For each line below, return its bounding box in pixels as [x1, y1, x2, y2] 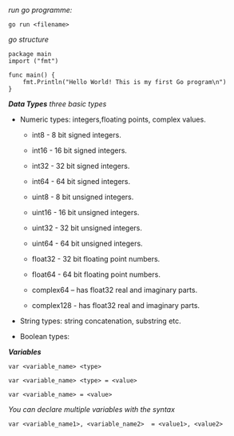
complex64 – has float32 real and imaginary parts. [31, 286, 198, 294]
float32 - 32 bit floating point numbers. [31, 254, 161, 263]
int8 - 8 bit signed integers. [31, 130, 121, 139]
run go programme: [8, 6, 73, 14]
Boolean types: [19, 332, 70, 341]
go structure [8, 34, 50, 44]
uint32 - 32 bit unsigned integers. [31, 223, 142, 233]
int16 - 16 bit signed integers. [31, 146, 128, 155]
